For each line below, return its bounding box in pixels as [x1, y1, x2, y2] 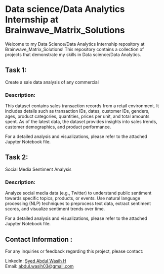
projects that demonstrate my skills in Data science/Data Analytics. [5, 51, 141, 58]
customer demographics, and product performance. [5, 124, 111, 130]
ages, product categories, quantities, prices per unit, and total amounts [5, 113, 150, 120]
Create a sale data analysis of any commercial [5, 79, 99, 85]
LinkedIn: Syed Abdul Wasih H [5, 258, 67, 264]
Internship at [5, 14, 59, 25]
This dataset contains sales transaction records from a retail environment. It [5, 103, 159, 109]
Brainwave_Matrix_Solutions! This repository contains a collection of [5, 46, 144, 52]
